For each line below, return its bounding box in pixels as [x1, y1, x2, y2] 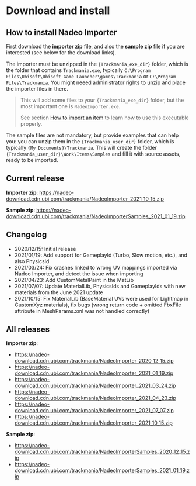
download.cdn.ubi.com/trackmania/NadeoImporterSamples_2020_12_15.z [14, 449, 190, 456]
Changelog [6, 230, 47, 240]
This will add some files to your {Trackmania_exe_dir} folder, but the [20, 96, 184, 104]
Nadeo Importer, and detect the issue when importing [14, 270, 143, 277]
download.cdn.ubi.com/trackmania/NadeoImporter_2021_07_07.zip [14, 407, 174, 414]
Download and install [6, 4, 110, 18]
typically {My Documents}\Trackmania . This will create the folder [6, 144, 157, 151]
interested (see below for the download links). [6, 49, 117, 56]
